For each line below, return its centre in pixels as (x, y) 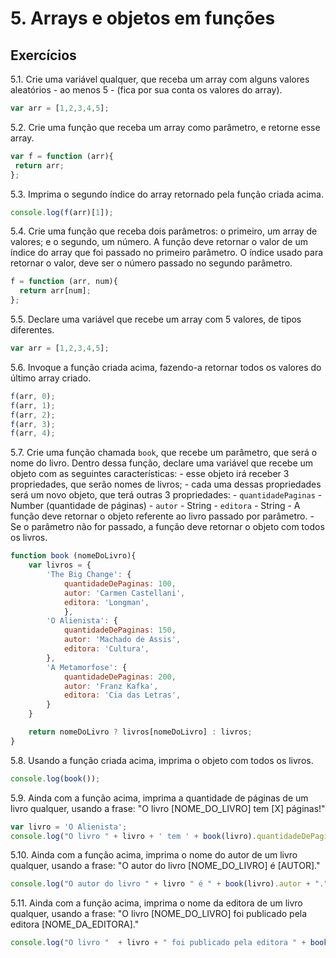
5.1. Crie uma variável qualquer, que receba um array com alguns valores (160, 79)
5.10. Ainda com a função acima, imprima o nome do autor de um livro (154, 855)
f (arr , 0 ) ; (33, 396)
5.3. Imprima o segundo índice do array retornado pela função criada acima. (167, 194)
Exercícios (43, 55)
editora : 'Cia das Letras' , (122, 695)
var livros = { (60, 565)
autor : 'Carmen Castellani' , (124, 593)
